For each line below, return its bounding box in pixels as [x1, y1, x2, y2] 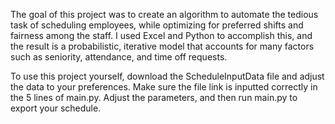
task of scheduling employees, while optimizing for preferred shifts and [10, 19, 304, 31]
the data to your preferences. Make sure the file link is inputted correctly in [10, 81, 318, 93]
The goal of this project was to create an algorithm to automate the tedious [10, 9, 319, 20]
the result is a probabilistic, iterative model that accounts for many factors [10, 40, 315, 52]
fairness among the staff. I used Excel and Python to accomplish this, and [10, 30, 313, 41]
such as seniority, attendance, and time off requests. [10, 51, 228, 63]
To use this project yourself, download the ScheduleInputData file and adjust [10, 70, 325, 82]
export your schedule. [10, 102, 102, 114]
